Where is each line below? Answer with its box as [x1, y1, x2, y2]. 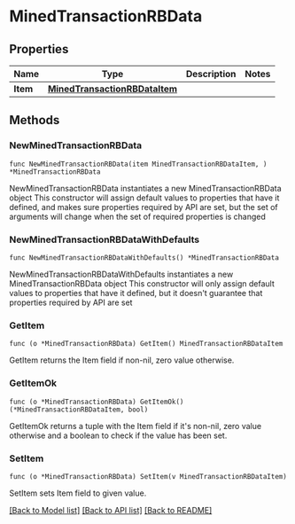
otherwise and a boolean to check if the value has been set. [9, 430, 228, 441]
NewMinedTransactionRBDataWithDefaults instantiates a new [9, 269, 234, 279]
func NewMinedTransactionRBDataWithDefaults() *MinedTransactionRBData [9, 253, 279, 262]
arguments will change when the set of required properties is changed [9, 211, 266, 222]
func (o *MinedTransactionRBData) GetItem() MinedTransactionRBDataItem [9, 340, 283, 348]
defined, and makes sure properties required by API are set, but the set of [9, 201, 279, 212]
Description [185, 68, 237, 80]
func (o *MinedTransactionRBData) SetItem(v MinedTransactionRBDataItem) [9, 472, 288, 481]
